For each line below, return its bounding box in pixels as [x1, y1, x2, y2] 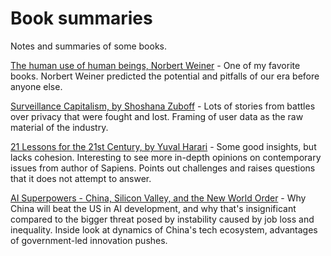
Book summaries [10, 7, 153, 30]
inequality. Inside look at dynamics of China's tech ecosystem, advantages [10, 223, 318, 236]
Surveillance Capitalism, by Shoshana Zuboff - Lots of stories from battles [10, 100, 316, 112]
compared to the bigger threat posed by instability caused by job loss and [10, 213, 315, 225]
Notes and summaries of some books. [10, 40, 167, 52]
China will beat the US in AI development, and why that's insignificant [10, 202, 297, 214]
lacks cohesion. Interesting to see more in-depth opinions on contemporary [10, 151, 322, 163]
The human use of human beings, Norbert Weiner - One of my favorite [10, 59, 301, 71]
